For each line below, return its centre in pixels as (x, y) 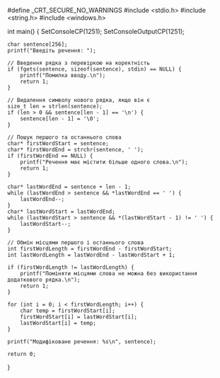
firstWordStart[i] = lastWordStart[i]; (79, 317)
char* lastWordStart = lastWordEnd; (61, 212)
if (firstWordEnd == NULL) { (50, 156)
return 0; (22, 354)
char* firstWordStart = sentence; (58, 144)
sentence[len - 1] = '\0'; (60, 119)
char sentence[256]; (38, 45)
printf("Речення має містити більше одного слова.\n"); (104, 162)
